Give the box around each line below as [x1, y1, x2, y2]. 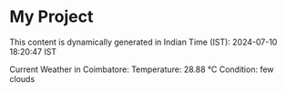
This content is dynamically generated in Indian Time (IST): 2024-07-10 [9, 36, 278, 47]
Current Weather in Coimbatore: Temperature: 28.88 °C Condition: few [9, 64, 275, 75]
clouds [9, 73, 36, 84]
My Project [9, 6, 94, 27]
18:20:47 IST [9, 46, 57, 56]
